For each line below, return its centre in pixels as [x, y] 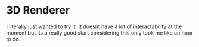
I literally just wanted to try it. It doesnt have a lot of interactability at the [94, 26]
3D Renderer [38, 10]
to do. [13, 39]
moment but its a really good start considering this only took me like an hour [99, 32]
